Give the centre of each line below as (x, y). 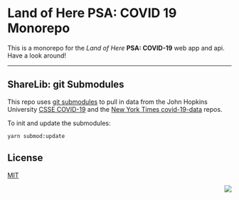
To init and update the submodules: (59, 123)
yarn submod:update (36, 136)
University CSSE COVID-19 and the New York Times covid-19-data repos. (115, 109)
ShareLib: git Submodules (66, 84)
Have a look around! (37, 56)
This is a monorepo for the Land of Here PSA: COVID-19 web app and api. (116, 48)
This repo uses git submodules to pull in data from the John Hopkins (107, 102)
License (25, 158)
